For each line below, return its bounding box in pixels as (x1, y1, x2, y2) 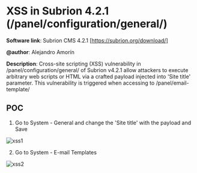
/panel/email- (156, 79, 189, 86)
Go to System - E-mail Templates (14, 148, 97, 156)
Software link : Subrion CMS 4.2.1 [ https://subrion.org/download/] (6, 37, 168, 44)
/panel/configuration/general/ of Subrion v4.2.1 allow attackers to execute (6, 66, 189, 73)
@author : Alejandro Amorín (6, 48, 75, 55)
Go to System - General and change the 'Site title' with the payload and (14, 119, 192, 126)
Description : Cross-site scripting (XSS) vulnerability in (6, 60, 141, 67)
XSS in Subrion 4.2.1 (6, 4, 109, 18)
